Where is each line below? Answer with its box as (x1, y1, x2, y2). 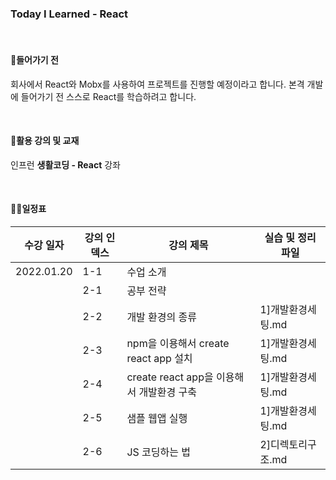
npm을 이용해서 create (126, 336, 230, 350)
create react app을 (126, 370, 214, 384)
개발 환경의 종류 (126, 310, 198, 324)
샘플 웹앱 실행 (126, 411, 188, 425)
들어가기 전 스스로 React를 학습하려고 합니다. (20, 90, 197, 102)
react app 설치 (126, 351, 193, 365)
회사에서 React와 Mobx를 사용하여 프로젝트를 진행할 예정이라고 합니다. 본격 (10, 78, 305, 90)
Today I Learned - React (10, 7, 129, 21)
